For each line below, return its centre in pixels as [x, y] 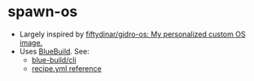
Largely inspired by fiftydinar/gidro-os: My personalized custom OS [132, 34]
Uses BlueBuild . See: [55, 51]
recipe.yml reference [67, 68]
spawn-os [43, 12]
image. [31, 42]
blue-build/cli [54, 60]
